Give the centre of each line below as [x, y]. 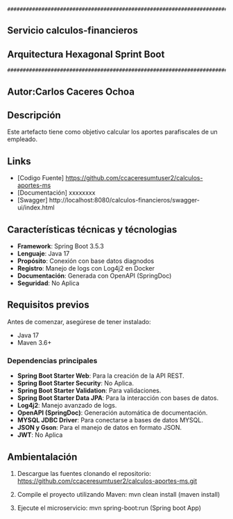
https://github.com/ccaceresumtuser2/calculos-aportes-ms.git [107, 481]
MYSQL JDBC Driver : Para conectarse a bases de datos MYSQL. [110, 420]
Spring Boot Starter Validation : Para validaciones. [89, 391]
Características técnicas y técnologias [92, 229]
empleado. [23, 139]
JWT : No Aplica [40, 435]
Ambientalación [42, 457]
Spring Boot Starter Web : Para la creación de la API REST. [101, 376]
